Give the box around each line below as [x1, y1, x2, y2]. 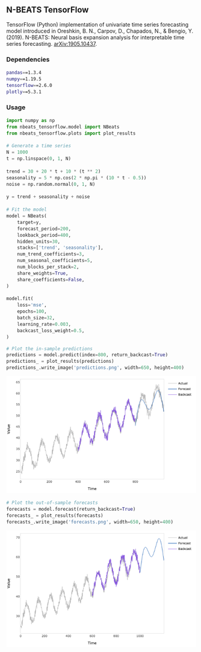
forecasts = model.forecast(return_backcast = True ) [6, 507, 136, 513]
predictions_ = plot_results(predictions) [6, 359, 114, 365]
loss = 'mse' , [17, 302, 47, 308]
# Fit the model [6, 206, 47, 213]
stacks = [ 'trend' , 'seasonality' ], [17, 245, 104, 251]
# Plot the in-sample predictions [6, 345, 93, 352]
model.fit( [6, 296, 34, 302]
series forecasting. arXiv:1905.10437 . [6, 40, 97, 47]
